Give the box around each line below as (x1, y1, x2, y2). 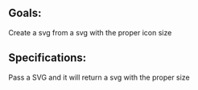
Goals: (8, 6, 42, 20)
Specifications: (8, 51, 87, 65)
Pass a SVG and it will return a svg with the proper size (8, 72, 191, 82)
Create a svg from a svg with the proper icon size (8, 27, 172, 37)
